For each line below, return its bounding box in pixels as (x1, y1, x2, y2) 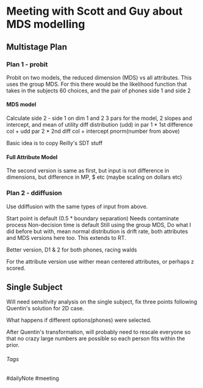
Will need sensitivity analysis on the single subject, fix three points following (6, 298, 198, 305)
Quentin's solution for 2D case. (6, 305, 84, 312)
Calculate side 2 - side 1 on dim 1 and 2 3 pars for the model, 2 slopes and (6, 114, 192, 122)
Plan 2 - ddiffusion (6, 188, 62, 197)
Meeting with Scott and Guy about (6, 4, 183, 18)
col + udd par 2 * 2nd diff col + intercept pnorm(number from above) (6, 127, 180, 135)
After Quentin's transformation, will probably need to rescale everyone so (6, 329, 191, 336)
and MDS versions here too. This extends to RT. (6, 234, 126, 241)
